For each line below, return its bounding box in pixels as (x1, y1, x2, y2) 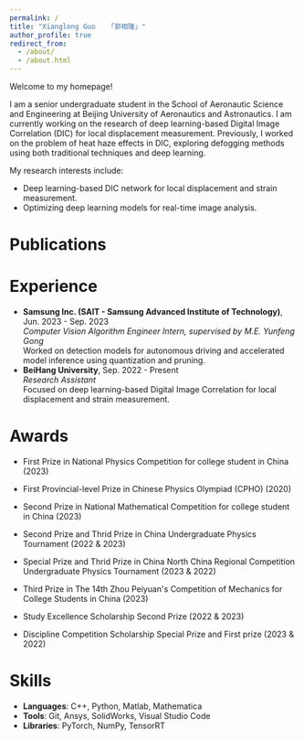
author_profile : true (9, 30, 92, 39)
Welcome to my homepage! (9, 81, 113, 91)
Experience (9, 276, 98, 297)
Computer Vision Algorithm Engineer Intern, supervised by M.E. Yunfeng (22, 326, 295, 337)
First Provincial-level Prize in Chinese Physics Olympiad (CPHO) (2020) (22, 484, 292, 495)
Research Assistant (22, 374, 97, 385)
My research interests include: (9, 166, 124, 176)
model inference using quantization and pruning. (22, 355, 205, 366)
